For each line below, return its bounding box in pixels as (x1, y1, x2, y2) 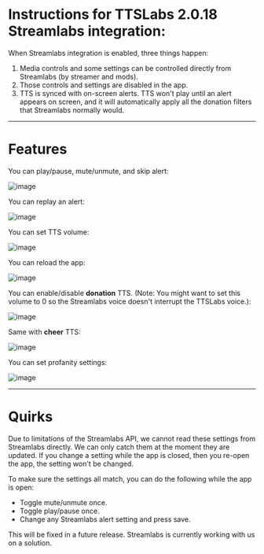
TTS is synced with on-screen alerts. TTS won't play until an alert (19, 88, 232, 98)
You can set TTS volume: (8, 227, 90, 237)
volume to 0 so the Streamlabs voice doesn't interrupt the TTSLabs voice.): (8, 297, 251, 306)
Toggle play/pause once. (19, 506, 100, 515)
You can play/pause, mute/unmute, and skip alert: (8, 166, 169, 175)
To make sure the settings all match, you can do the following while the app (8, 474, 252, 483)
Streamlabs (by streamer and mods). (19, 72, 139, 81)
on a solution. (8, 537, 53, 548)
